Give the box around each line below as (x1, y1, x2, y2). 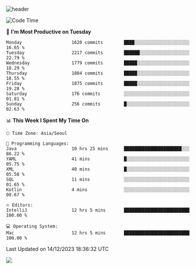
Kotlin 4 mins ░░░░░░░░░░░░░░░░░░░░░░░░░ (6, 187, 190, 193)
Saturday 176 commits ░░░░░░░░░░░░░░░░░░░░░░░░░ (6, 91, 190, 97)
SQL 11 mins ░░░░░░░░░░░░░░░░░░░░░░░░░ (6, 176, 190, 182)
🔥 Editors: (6, 202, 33, 208)
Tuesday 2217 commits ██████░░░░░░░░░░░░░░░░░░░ (6, 50, 190, 56)
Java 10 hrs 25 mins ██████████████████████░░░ (6, 146, 190, 152)
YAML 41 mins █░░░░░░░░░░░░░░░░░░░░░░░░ (6, 156, 190, 162)
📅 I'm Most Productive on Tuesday (6, 28, 92, 35)
